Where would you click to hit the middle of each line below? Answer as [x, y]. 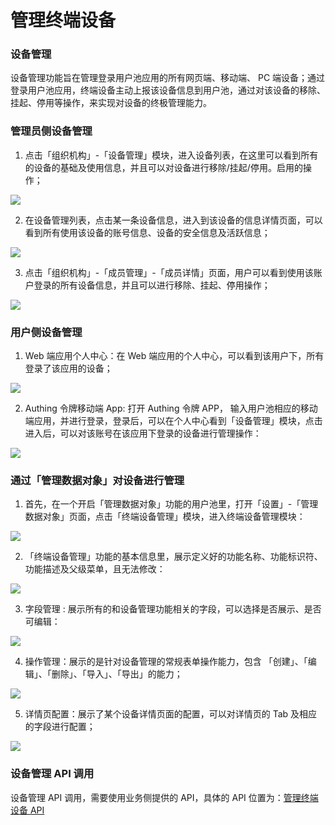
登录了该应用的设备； [68, 368]
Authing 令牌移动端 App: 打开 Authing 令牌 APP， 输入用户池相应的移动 [171, 408]
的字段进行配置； [60, 727]
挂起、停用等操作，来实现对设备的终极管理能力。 [111, 103]
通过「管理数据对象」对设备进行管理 [97, 480]
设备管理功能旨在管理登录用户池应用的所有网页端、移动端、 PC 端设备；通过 [168, 78]
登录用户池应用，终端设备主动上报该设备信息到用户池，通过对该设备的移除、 [168, 90]
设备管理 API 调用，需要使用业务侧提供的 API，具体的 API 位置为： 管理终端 [164, 797]
